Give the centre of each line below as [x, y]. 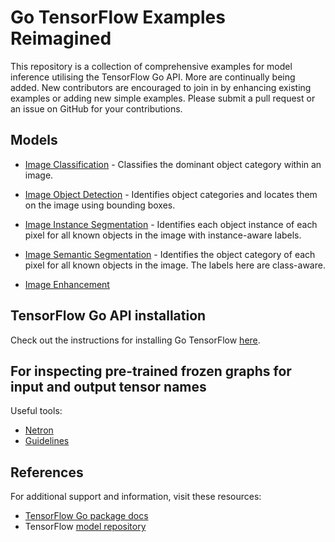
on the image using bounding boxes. [100, 205]
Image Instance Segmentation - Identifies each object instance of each [171, 224]
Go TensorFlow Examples [118, 17]
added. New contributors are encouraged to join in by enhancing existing [161, 87]
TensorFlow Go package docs [86, 516]
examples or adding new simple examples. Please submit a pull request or [163, 98]
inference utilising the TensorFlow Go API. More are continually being [153, 77]
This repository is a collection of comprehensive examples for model [151, 66]
